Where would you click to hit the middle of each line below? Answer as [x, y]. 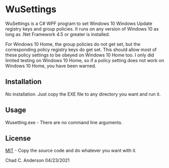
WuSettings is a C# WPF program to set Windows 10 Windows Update [79, 23]
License [18, 138]
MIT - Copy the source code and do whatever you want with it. [71, 151]
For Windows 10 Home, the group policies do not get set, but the [73, 44]
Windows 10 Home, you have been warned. [51, 66]
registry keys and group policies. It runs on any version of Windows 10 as [82, 29]
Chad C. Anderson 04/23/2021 [37, 160]
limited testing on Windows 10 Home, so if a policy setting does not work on [85, 60]
